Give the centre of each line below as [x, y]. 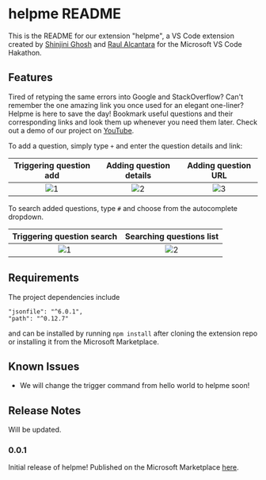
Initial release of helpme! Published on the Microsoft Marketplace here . [123, 467]
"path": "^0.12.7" [38, 318]
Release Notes [45, 411]
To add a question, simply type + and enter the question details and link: [125, 146]
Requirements [44, 278]
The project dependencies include [64, 297]
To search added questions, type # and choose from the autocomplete [123, 208]
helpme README [65, 14]
